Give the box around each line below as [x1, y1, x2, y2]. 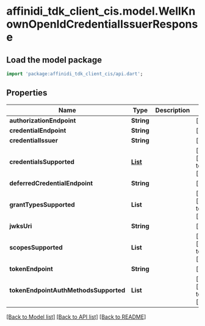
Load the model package [6, 54, 103, 65]
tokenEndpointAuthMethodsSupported [9, 286, 126, 294]
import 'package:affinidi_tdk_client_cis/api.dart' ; [6, 71, 143, 77]
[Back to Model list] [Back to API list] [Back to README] [6, 313, 146, 320]
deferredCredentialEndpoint [9, 179, 93, 187]
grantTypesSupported [9, 200, 75, 209]
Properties [6, 87, 48, 98]
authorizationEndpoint [9, 116, 76, 125]
